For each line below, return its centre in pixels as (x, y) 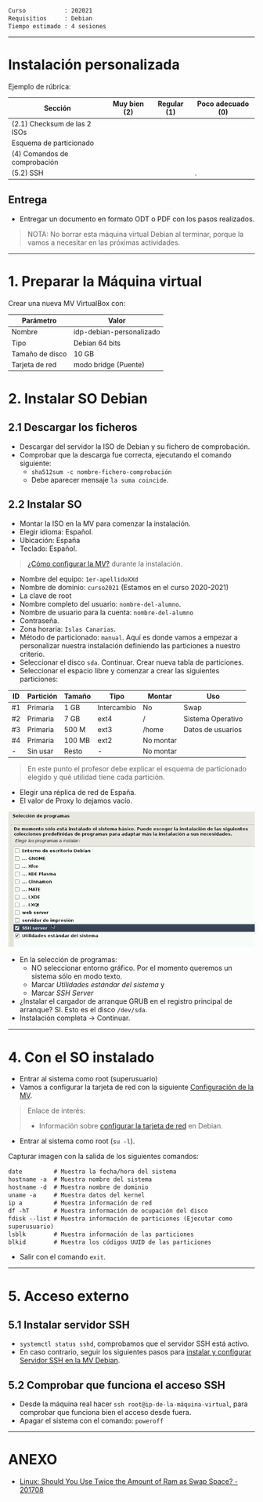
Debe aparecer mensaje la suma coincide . (100, 479)
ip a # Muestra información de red (80, 1203)
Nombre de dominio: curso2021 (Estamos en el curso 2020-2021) (124, 587)
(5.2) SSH (27, 173)
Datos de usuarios (213, 729)
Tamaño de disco (39, 354)
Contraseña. (40, 620)
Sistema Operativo (213, 718)
